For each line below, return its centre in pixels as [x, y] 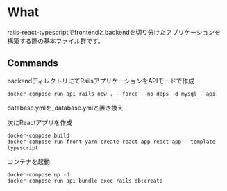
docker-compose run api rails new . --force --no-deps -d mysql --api [111, 94]
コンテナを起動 [28, 161]
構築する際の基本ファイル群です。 [56, 41]
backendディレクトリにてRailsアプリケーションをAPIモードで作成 [101, 81]
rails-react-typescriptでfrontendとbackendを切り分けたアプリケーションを [114, 32]
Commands [33, 63]
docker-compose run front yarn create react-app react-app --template [111, 142]
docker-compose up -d [39, 174]
